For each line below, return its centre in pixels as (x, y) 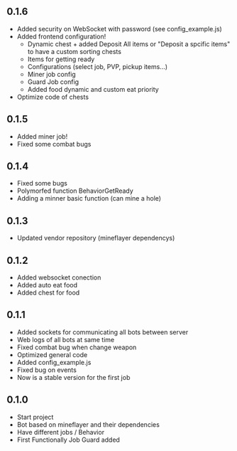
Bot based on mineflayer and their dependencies (88, 424)
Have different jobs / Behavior (60, 432)
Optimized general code (52, 354)
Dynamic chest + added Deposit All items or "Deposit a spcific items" (129, 44)
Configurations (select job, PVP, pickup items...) (98, 66)
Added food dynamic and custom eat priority (93, 89)
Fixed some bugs (42, 184)
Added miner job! (42, 136)
